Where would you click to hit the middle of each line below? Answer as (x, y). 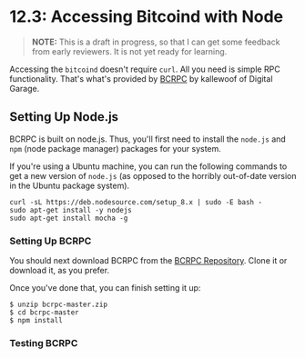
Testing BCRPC (44, 343)
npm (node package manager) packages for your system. (115, 148)
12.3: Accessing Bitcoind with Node (147, 17)
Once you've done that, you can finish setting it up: (105, 288)
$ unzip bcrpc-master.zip (58, 305)
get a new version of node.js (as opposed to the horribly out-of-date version (153, 175)
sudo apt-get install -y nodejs (71, 210)
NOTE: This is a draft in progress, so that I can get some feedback (156, 42)
